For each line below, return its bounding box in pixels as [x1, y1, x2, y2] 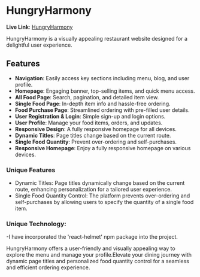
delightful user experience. [6, 41, 73, 48]
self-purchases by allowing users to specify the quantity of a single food [14, 199, 194, 206]
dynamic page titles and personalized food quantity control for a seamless [6, 258, 190, 265]
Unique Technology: [6, 220, 67, 228]
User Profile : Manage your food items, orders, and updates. [14, 119, 163, 126]
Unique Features [6, 166, 56, 174]
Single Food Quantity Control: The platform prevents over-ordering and [14, 192, 190, 199]
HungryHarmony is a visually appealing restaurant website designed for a [6, 35, 187, 42]
